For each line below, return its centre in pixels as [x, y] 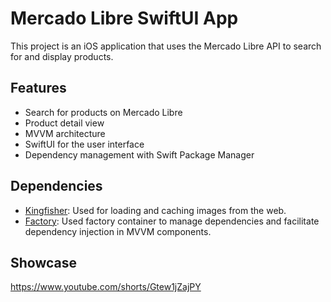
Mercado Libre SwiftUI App [124, 18]
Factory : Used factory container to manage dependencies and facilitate [172, 221]
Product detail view [64, 123]
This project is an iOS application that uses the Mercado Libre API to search [166, 46]
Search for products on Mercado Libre [103, 112]
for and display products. [62, 56]
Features [38, 88]
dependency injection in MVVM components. [118, 231]
